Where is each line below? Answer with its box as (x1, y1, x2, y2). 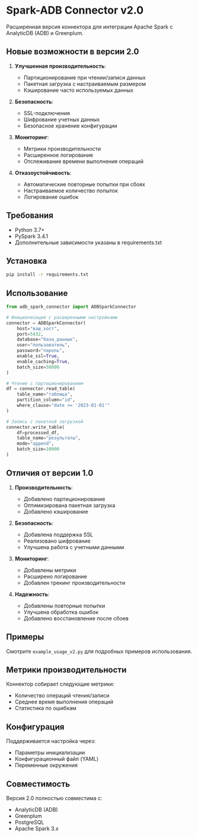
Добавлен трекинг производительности (23, 579, 126, 586)
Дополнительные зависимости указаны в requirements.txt (14, 238, 162, 246)
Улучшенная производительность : (14, 62, 107, 69)
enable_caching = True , (17, 358, 70, 365)
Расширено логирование (23, 573, 87, 580)
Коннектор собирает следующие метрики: (6, 680, 114, 688)
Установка (6, 256, 47, 266)
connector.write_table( (6, 424, 65, 430)
